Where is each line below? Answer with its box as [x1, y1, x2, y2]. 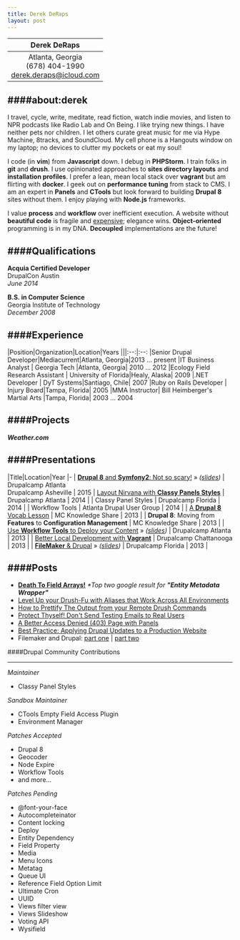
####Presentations [7, 454, 96, 466]
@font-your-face [17, 803, 68, 812]
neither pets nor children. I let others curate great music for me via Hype [7, 128, 220, 137]
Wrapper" [17, 588, 49, 597]
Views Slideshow [17, 909, 69, 919]
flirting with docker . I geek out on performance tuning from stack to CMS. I [7, 180, 231, 189]
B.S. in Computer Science [7, 293, 85, 302]
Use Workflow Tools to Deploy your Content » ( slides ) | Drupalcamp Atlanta [7, 526, 231, 535]
